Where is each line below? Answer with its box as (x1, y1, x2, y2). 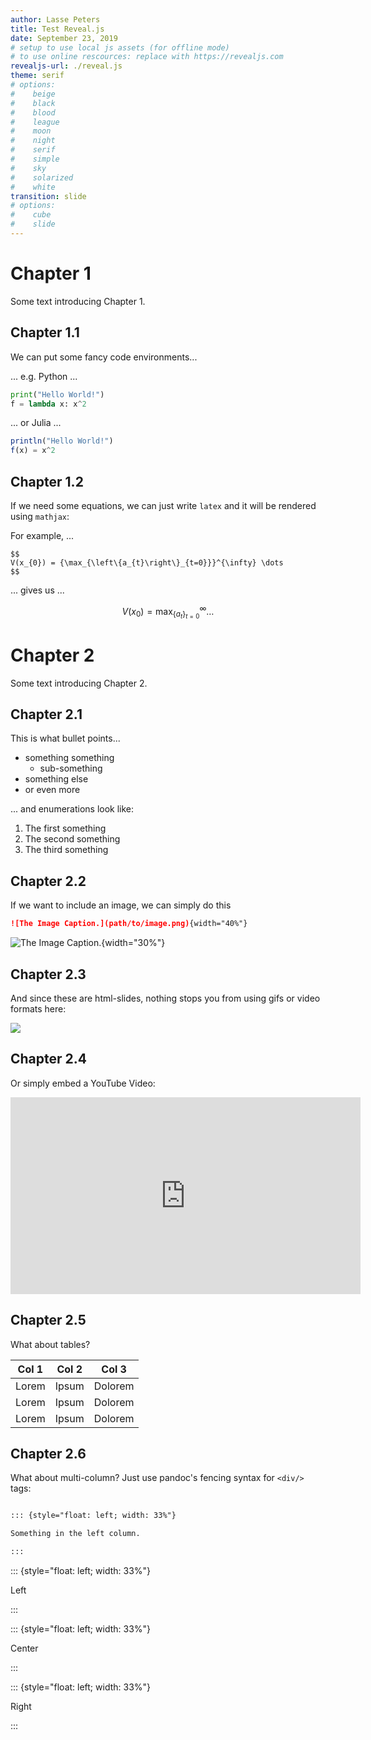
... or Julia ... (10, 417, 62, 429)
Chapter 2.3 (10, 966, 87, 983)
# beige (10, 89, 56, 99)
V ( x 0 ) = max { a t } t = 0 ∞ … (121, 603, 215, 621)
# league (10, 117, 60, 127)
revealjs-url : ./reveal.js (10, 61, 123, 71)
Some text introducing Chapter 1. (10, 295, 146, 307)
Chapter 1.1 (10, 324, 80, 341)
